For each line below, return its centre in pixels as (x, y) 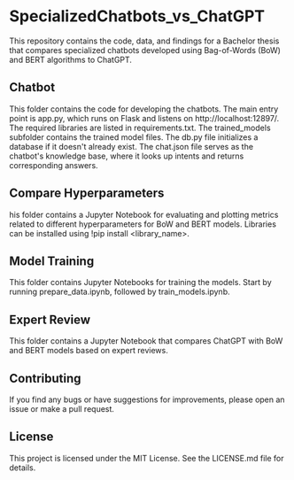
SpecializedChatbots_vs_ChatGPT (137, 16)
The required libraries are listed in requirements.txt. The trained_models (140, 128)
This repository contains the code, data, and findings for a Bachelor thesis (144, 41)
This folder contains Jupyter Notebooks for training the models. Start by (140, 283)
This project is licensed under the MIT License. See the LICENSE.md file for (147, 458)
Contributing (45, 378)
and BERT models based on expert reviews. (89, 351)
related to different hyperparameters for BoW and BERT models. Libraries (143, 224)
